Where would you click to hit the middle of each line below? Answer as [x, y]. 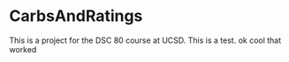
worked [23, 49]
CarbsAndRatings [76, 16]
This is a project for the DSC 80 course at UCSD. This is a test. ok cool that [145, 40]
